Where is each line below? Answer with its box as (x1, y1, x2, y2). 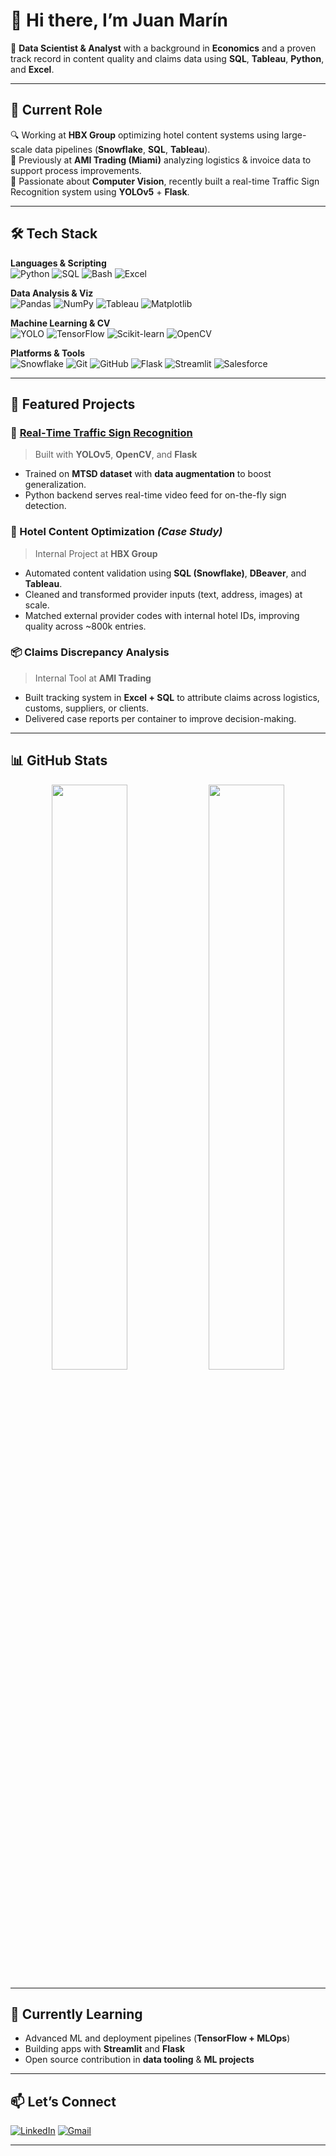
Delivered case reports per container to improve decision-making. (24, 712, 297, 724)
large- (281, 129, 307, 141)
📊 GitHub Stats (10, 752, 108, 769)
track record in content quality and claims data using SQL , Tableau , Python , (10, 52, 325, 64)
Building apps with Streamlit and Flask (24, 2043, 186, 2055)
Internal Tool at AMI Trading (34, 672, 152, 684)
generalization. (24, 479, 87, 491)
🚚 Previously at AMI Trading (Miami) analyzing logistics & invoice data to (10, 154, 312, 166)
